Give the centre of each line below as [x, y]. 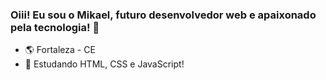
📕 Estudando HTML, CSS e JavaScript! [104, 64]
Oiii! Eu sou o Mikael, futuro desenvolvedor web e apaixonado [163, 15]
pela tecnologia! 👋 [55, 27]
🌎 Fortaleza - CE [60, 50]
